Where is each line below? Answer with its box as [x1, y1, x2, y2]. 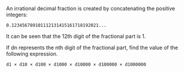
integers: [6, 11, 28, 18]
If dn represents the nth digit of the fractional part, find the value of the [6, 44, 179, 51]
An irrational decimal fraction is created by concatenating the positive [6, 5, 175, 12]
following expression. [6, 50, 58, 57]
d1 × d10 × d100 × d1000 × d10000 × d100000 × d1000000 [6, 61, 146, 67]
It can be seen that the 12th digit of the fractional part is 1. [6, 33, 146, 40]
